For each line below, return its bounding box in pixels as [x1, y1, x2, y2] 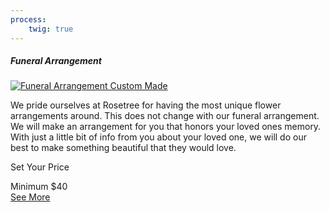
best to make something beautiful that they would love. [10, 142, 237, 154]
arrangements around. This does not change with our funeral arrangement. [10, 110, 320, 122]
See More [10, 191, 51, 203]
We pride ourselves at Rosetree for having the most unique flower [10, 99, 282, 111]
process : [10, 14, 47, 25]
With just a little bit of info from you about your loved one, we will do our [10, 131, 307, 143]
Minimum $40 [10, 181, 68, 193]
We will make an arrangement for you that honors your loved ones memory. [10, 121, 322, 133]
